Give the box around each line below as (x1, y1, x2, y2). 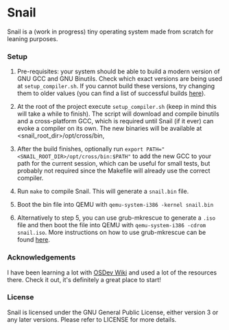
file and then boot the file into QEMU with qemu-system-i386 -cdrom (16, 221, 206, 229)
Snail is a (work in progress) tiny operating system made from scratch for (7, 27, 214, 36)
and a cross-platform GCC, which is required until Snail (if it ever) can (16, 117, 214, 125)
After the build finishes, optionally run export (16, 145, 144, 153)
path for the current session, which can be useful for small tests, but (16, 160, 210, 168)
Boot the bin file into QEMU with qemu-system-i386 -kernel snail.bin (16, 201, 214, 209)
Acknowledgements (7, 253, 76, 262)
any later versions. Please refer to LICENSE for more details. (7, 315, 177, 323)
